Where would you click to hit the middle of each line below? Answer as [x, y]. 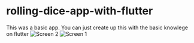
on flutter [17, 33]
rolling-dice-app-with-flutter [80, 11]
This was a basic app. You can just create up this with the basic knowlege [97, 27]
